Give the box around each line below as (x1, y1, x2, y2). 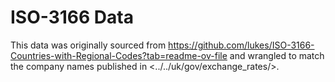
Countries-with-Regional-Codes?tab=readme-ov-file (10, 49, 228, 61)
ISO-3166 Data (10, 6, 134, 29)
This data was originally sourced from (10, 39, 167, 51)
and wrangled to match (229, 49, 325, 61)
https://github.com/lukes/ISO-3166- (168, 39, 315, 51)
